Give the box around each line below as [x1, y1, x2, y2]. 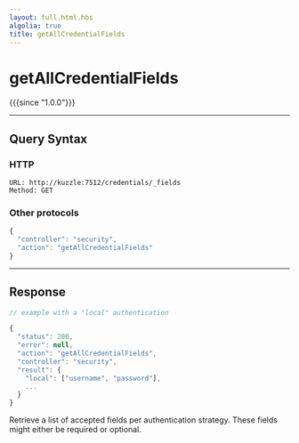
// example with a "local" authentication [9, 308, 169, 317]
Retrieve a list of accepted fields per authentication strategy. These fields [9, 415, 279, 425]
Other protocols [9, 206, 79, 219]
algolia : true [9, 21, 62, 30]
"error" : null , [17, 341, 74, 350]
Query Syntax [9, 131, 88, 147]
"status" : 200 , [17, 333, 74, 342]
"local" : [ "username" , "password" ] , [25, 374, 162, 383]
